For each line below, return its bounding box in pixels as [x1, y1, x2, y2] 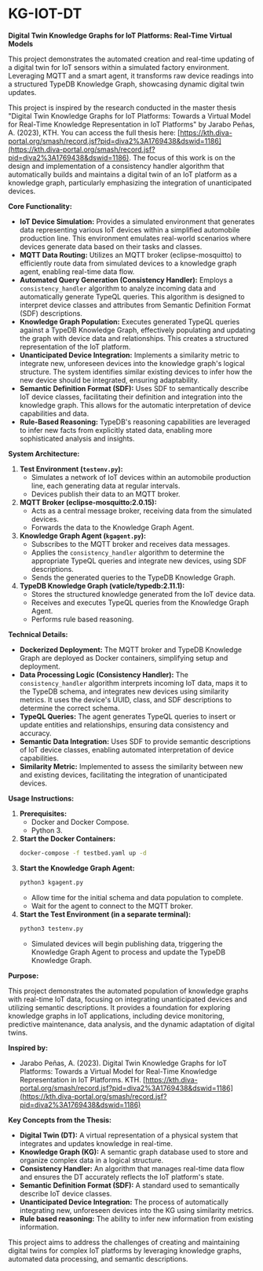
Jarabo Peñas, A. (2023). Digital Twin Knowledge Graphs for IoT [19, 1058, 228, 1068]
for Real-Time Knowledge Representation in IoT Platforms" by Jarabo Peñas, [8, 119, 255, 129]
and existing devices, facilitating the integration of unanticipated [19, 770, 228, 779]
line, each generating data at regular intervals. [31, 481, 181, 490]
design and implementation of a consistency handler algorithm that [8, 161, 225, 170]
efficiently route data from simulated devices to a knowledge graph [19, 258, 237, 268]
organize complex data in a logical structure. [19, 1156, 163, 1165]
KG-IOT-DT [8, 5, 82, 23]
